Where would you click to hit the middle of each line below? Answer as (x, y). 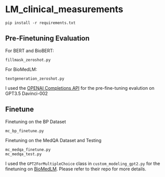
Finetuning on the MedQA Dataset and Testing (53, 140)
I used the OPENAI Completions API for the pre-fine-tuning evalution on (80, 88)
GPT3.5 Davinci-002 (27, 93)
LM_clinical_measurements (64, 9)
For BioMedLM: (21, 69)
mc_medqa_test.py (24, 154)
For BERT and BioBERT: (30, 50)
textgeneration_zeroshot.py (35, 79)
